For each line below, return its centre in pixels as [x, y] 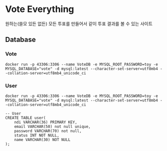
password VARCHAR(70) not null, [48, 131]
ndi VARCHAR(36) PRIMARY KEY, [46, 122]
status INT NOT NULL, [37, 135]
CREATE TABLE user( [26, 118]
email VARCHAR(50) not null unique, [53, 126]
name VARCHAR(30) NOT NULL [42, 139]
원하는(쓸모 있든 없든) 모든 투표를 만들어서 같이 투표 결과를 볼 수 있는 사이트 [79, 23]
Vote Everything [40, 9]
